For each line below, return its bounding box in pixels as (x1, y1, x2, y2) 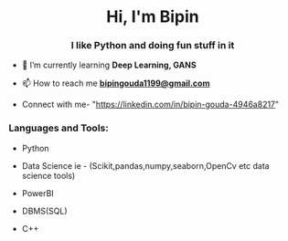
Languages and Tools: (8, 121, 109, 134)
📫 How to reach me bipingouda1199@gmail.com (21, 78, 210, 89)
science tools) (21, 170, 76, 181)
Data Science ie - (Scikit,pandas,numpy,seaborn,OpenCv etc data (21, 160, 271, 171)
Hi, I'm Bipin (106, 6, 199, 27)
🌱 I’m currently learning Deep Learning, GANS (21, 59, 197, 70)
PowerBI (21, 187, 54, 198)
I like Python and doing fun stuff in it (70, 39, 235, 52)
